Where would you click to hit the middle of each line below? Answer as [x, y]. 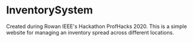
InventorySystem [50, 10]
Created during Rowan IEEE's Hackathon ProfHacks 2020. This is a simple [97, 26]
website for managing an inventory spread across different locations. [90, 32]
